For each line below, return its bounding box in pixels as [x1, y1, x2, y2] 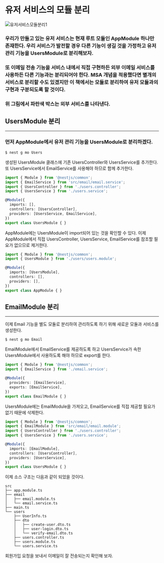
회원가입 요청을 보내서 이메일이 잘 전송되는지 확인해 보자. [5, 553, 113, 559]
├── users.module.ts [14, 540, 56, 544]
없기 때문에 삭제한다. [5, 409, 44, 415]
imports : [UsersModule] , [9, 270, 60, 275]
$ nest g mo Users [5, 150, 42, 155]
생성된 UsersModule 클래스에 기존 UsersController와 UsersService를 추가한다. [5, 159, 159, 165]
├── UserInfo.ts [14, 514, 47, 519]
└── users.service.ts [14, 544, 58, 549]
